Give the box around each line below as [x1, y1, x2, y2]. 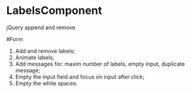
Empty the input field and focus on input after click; [15, 73, 145, 80]
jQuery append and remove [6, 24, 75, 31]
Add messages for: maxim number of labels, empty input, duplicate [15, 60, 185, 67]
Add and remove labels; [15, 47, 75, 55]
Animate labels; [15, 53, 54, 61]
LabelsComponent [6, 4, 102, 18]
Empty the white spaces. [15, 80, 78, 87]
